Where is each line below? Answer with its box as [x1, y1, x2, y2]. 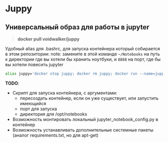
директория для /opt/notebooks [19, 111, 87, 117]
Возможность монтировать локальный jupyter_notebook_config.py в [12, 116, 158, 122]
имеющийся [19, 100, 46, 106]
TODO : [5, 80, 19, 86]
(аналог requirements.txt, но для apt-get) [12, 132, 99, 138]
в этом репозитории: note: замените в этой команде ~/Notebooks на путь [5, 51, 160, 57]
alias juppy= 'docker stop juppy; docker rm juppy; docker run [5, 71, 137, 76]
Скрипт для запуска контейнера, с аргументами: [12, 90, 117, 96]
